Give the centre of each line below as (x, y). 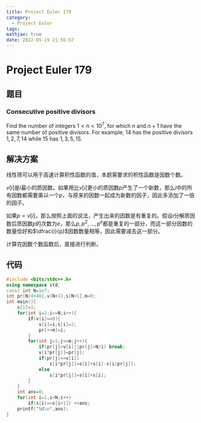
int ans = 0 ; (31, 392)
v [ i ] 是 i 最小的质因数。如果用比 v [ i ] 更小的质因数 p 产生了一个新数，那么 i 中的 (97, 188)
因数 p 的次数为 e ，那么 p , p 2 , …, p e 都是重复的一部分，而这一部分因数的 (107, 223)
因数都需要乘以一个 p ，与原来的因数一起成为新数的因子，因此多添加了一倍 (103, 195)
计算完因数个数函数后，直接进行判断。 (54, 244)
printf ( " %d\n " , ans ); (43, 409)
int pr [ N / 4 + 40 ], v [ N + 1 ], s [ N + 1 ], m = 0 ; (51, 296)
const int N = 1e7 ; (28, 291)
